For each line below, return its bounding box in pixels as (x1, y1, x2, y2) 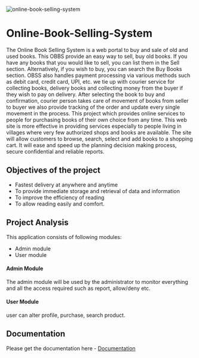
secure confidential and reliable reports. (6, 148, 105, 155)
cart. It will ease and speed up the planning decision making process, (6, 141, 177, 149)
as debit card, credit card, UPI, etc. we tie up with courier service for (6, 78, 175, 85)
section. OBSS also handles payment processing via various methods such (6, 72, 191, 79)
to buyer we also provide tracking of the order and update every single (6, 103, 180, 111)
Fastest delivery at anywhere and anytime (14, 181, 118, 188)
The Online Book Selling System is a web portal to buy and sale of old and (6, 46, 188, 53)
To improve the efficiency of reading (14, 194, 105, 201)
